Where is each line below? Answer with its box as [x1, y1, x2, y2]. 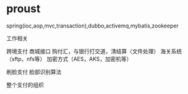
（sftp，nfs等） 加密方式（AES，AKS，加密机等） [6, 55, 132, 62]
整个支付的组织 [6, 81, 44, 89]
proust [6, 2, 41, 16]
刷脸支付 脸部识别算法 [6, 68, 62, 75]
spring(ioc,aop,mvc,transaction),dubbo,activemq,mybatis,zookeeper [6, 22, 179, 29]
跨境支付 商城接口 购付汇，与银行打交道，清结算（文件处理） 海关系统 [6, 48, 182, 55]
